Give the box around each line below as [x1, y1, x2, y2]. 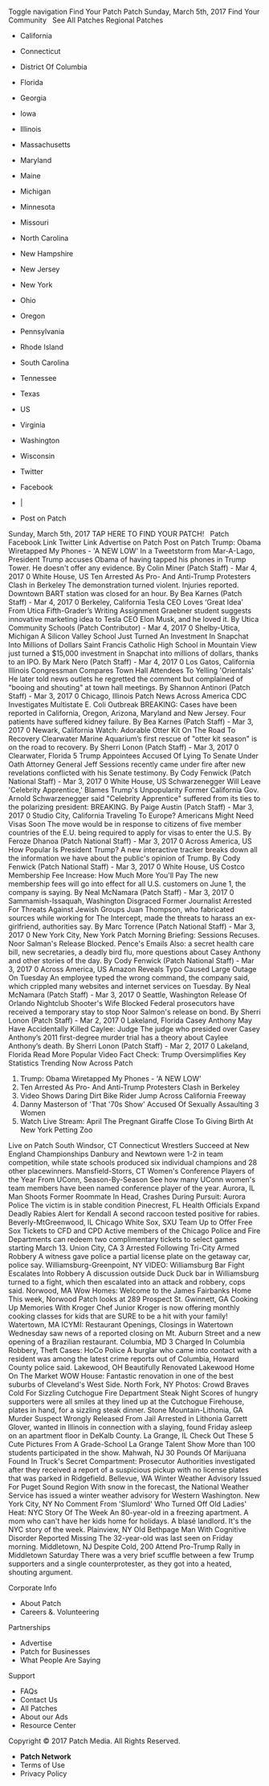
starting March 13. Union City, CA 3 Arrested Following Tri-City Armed [8, 1243, 239, 1253]
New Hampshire [19, 249, 74, 258]
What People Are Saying [19, 1655, 101, 1665]
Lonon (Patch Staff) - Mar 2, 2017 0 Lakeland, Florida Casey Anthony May [8, 1016, 253, 1025]
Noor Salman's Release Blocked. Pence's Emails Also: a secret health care [8, 939, 255, 948]
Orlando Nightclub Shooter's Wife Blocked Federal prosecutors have [8, 999, 235, 1007]
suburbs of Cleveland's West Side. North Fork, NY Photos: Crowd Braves [8, 1379, 250, 1389]
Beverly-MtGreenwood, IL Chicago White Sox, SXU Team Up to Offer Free [8, 1217, 253, 1227]
